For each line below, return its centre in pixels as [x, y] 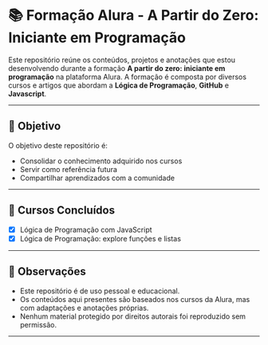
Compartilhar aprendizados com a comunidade [97, 178]
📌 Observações [47, 272]
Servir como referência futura [69, 169]
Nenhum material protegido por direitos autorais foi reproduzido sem [132, 316]
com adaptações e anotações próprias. [84, 308]
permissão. [38, 324]
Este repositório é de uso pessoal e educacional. [100, 291]
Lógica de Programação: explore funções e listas [100, 238]
